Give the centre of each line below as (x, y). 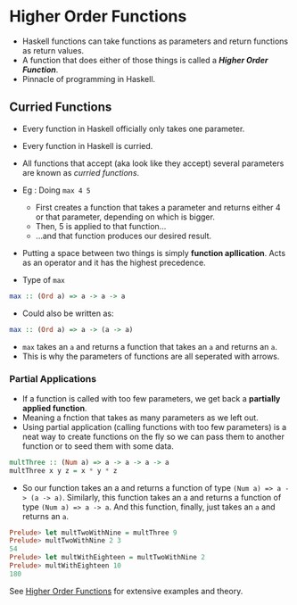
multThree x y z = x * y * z (63, 470)
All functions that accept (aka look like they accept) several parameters (153, 163)
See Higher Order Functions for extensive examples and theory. (126, 591)
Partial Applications (53, 379)
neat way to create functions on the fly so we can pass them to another (153, 436)
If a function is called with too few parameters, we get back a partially (151, 398)
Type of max (43, 279)
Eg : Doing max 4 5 (56, 190)
